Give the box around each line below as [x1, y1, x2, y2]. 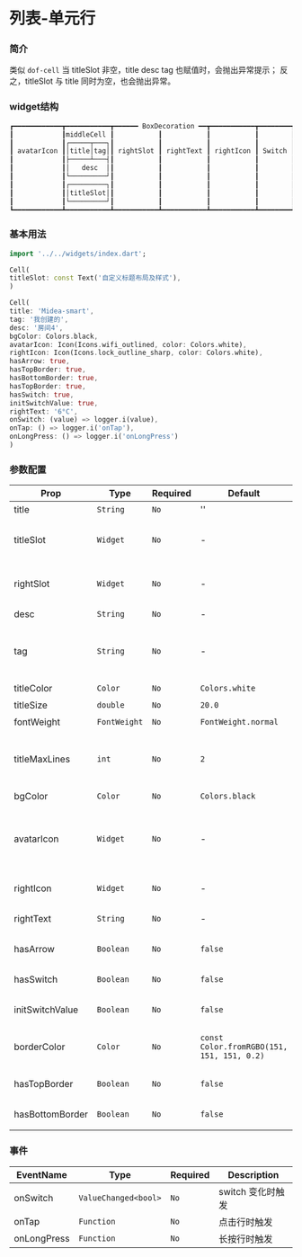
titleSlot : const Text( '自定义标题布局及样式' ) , [9, 273, 182, 283]
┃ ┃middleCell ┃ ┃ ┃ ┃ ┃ [9, 129, 296, 139]
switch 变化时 [218, 1185, 276, 1198]
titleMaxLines [13, 753, 70, 765]
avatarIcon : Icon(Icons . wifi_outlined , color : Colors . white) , [9, 340, 247, 349]
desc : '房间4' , [9, 323, 64, 333]
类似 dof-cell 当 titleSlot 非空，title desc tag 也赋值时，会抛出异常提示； [9, 65, 279, 76]
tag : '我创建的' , [9, 315, 69, 324]
